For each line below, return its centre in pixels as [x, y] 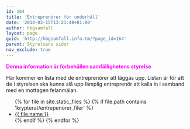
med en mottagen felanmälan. [42, 90]
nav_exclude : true [28, 50]
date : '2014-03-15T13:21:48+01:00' [49, 22]
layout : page [22, 33]
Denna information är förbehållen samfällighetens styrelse [79, 66]
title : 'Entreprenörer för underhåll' [53, 17]
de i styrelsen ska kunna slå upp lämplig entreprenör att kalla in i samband [95, 84]
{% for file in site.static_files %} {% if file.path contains [81, 101]
